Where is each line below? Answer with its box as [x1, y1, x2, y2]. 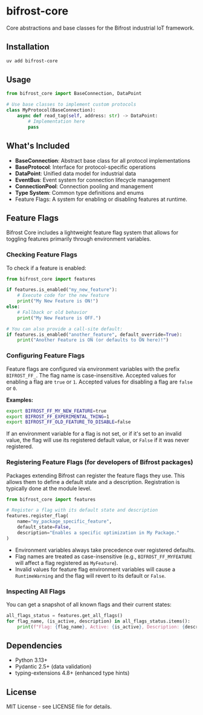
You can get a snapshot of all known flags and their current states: [6, 601, 172, 608]
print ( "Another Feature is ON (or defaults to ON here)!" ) [17, 337, 169, 343]
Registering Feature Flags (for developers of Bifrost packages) [6, 458, 193, 466]
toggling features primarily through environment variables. [6, 235, 152, 243]
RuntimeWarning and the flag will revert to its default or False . [14, 572, 166, 579]
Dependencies [6, 641, 62, 651]
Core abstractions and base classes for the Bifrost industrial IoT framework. [6, 24, 195, 31]
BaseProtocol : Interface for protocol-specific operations [14, 163, 156, 171]
